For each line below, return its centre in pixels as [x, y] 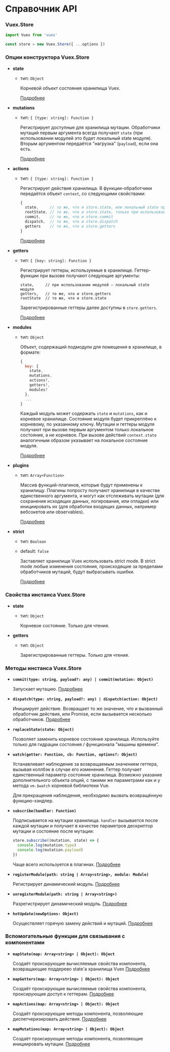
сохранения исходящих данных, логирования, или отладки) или [89, 501]
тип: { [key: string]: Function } [56, 260]
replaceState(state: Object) [43, 730]
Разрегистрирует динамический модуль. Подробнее [70, 904]
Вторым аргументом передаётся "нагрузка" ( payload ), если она [89, 143]
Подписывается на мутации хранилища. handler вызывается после [85, 820]
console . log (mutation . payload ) [50, 850]
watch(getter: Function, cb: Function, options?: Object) [75, 755]
